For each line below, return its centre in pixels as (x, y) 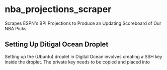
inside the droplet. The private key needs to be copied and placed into (77, 62)
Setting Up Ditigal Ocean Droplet (57, 45)
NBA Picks (16, 28)
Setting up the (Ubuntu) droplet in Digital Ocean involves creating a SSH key (83, 56)
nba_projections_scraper (58, 9)
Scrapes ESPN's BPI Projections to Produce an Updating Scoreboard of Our (83, 23)
